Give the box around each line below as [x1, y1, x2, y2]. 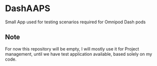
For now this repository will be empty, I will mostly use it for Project [5, 46, 140, 51]
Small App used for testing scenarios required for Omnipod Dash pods [5, 19, 146, 25]
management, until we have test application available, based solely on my [5, 51, 152, 57]
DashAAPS [5, 3, 51, 14]
